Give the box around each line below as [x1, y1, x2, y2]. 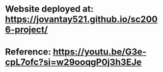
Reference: [5, 46, 52, 57]
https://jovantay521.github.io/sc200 [5, 14, 158, 25]
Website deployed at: [5, 3, 94, 15]
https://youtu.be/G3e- [53, 46, 147, 57]
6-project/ [5, 24, 48, 35]
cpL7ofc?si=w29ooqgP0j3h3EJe [5, 57, 142, 68]
